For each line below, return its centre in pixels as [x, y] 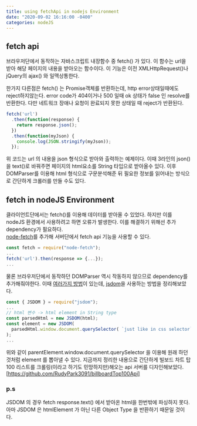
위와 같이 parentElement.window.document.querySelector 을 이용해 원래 [92, 352]
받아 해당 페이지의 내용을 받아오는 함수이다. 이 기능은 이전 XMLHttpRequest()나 [97, 69]
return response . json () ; [47, 125]
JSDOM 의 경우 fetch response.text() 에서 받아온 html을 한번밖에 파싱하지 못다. [98, 402]
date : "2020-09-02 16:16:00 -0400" [50, 17]
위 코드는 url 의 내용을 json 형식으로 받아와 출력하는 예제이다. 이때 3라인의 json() [98, 159]
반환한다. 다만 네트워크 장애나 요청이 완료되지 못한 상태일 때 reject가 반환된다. [95, 103]
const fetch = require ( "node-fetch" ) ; [53, 248]
